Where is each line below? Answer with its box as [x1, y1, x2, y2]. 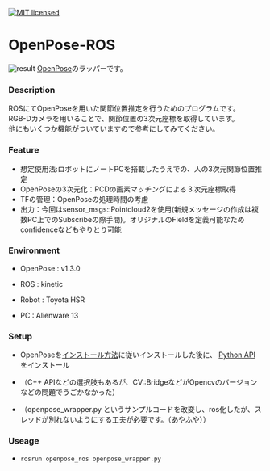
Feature [8, 145, 39, 156]
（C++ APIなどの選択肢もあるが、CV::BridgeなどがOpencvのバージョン [19, 377, 258, 387]
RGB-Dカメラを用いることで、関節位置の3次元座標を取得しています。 [8, 114, 239, 124]
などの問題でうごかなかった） [19, 388, 119, 397]
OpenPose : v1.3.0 [19, 263, 81, 273]
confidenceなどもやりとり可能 [19, 225, 123, 234]
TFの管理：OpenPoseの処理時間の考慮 [19, 194, 149, 204]
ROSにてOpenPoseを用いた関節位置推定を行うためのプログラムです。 [8, 103, 240, 113]
